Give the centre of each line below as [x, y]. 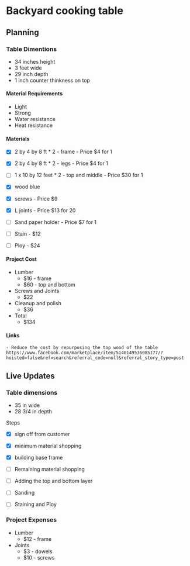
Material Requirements [34, 94]
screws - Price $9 [36, 199]
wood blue [27, 187]
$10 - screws [39, 557]
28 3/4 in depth [33, 411]
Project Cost [21, 259]
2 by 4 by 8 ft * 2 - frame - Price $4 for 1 [63, 152]
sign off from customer [42, 434]
